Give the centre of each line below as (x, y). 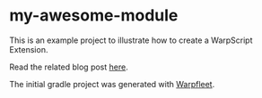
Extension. (29, 49)
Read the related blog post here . (69, 67)
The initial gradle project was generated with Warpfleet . (112, 84)
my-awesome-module (94, 16)
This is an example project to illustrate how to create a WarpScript (131, 40)
